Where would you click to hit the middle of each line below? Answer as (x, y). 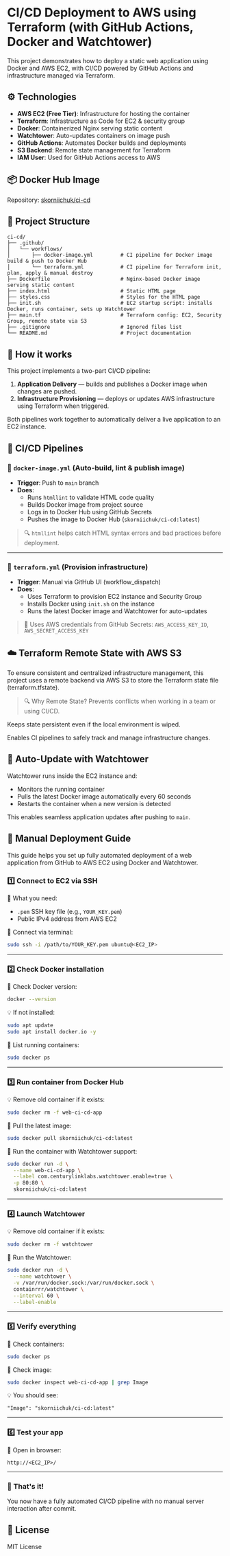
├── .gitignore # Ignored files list (95, 328)
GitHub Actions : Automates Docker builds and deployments (102, 143)
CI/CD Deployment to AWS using (102, 13)
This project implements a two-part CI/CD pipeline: (79, 371)
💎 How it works (40, 354)
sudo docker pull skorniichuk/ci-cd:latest (70, 1138)
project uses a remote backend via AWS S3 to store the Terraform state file (113, 680)
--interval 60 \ (36, 1296)
